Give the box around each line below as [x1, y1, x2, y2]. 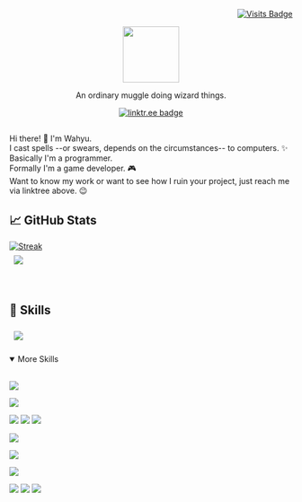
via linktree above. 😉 [9, 185, 88, 197]
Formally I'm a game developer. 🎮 [9, 163, 137, 174]
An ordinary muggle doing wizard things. [75, 90, 226, 101]
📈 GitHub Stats [9, 212, 97, 228]
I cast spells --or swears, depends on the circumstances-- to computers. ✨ [9, 143, 289, 154]
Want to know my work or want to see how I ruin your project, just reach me [9, 176, 290, 187]
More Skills [17, 354, 59, 365]
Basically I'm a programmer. [9, 153, 113, 163]
